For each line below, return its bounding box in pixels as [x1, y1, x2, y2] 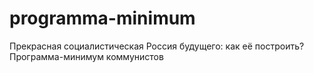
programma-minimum [9, 7, 196, 30]
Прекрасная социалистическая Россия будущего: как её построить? [9, 40, 305, 52]
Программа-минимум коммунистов [9, 50, 164, 62]
